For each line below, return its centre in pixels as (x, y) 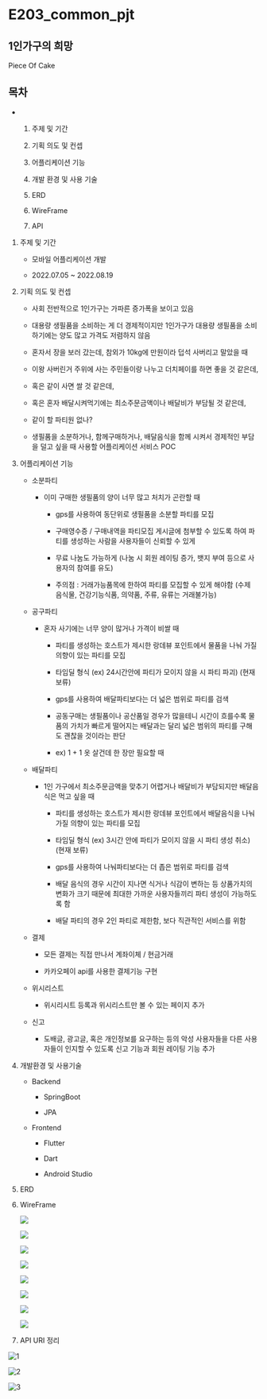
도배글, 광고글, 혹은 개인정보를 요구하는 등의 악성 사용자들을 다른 (143, 1038)
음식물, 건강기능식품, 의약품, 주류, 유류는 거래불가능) (136, 595)
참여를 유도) (95, 568)
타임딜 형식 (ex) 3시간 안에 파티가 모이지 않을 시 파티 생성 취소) (153, 839)
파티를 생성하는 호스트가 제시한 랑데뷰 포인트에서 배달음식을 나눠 (155, 813)
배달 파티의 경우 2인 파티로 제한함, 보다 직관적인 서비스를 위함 (151, 920)
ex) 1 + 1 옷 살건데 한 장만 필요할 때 (110, 752)
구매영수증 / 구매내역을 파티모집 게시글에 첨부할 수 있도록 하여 (151, 531)
